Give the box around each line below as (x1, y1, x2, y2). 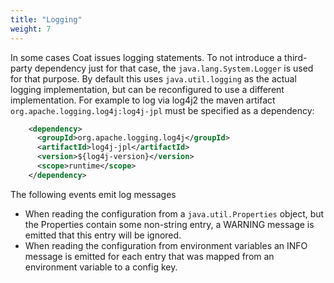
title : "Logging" (10, 14, 83, 25)
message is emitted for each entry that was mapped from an (24, 250, 275, 262)
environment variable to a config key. (24, 261, 178, 273)
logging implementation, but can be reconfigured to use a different (10, 83, 285, 95)
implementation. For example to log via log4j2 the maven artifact (10, 94, 276, 106)
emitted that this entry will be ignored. (24, 229, 182, 241)
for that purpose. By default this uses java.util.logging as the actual (10, 72, 297, 85)
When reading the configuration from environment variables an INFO (24, 239, 308, 251)
